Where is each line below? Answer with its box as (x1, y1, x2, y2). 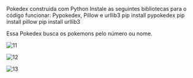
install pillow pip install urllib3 (6, 18, 81, 25)
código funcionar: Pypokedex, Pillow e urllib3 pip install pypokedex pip (6, 12, 185, 19)
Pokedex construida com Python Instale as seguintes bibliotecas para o (6, 5, 187, 12)
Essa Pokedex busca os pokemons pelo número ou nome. (6, 30, 153, 37)
